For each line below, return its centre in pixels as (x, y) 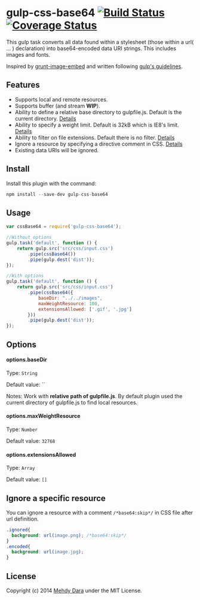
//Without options (29, 238)
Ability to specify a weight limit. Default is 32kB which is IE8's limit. (97, 125)
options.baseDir (27, 360)
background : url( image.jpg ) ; (48, 552)
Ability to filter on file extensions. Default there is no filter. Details (95, 137)
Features (23, 85)
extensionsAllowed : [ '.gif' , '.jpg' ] (85, 309)
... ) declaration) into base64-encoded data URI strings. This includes (91, 48)
